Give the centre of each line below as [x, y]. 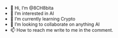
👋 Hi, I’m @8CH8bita [32, 8]
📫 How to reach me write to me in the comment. [62, 30]
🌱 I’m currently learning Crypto [43, 19]
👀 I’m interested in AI [32, 13]
